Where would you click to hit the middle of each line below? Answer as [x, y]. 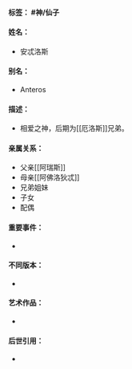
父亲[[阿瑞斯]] [43, 168]
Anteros [33, 89]
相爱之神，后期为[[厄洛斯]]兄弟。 [74, 128]
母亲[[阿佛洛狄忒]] [50, 177]
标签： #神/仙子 [34, 12]
